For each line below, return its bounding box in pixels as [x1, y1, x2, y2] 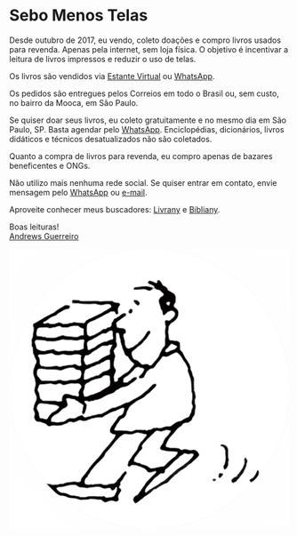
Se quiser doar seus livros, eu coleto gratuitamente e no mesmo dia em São [9, 115, 287, 125]
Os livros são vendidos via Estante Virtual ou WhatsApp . [9, 70, 215, 81]
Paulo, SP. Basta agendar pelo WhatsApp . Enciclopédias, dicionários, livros [9, 124, 285, 134]
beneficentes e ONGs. [9, 160, 91, 171]
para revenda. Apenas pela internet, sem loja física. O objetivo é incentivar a [9, 44, 289, 54]
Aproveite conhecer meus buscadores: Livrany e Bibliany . [9, 204, 221, 214]
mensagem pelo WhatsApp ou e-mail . [9, 187, 148, 197]
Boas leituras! [9, 221, 60, 232]
